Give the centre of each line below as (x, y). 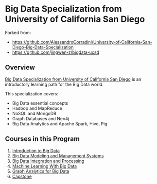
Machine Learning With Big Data (44, 166)
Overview (20, 68)
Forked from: (18, 32)
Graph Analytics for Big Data (41, 171)
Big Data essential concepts (40, 103)
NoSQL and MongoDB (34, 113)
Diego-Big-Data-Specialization (43, 47)
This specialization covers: (32, 93)
